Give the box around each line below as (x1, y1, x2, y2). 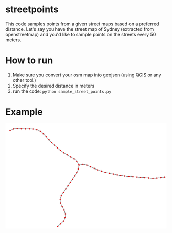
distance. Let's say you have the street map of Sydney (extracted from (5, 26, 154, 32)
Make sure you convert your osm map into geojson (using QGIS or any (12, 72, 161, 78)
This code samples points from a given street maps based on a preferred (5, 20, 159, 27)
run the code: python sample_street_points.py (12, 88, 112, 94)
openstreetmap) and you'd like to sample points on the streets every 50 (5, 31, 156, 37)
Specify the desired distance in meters (12, 82, 95, 89)
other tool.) (12, 77, 37, 83)
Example (5, 106, 43, 118)
